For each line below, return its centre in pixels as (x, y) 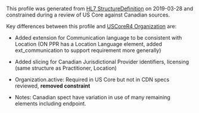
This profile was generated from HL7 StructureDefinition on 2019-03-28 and (100, 9)
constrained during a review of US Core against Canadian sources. (88, 15)
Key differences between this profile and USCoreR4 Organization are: (91, 26)
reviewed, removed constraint (52, 86)
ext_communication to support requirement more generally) (88, 50)
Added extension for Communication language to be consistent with (98, 38)
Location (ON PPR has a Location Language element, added (88, 44)
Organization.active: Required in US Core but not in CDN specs (92, 80)
